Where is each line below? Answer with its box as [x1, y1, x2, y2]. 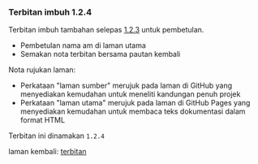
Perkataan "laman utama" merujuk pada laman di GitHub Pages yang [19, 98, 251, 108]
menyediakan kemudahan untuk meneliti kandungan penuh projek [19, 89, 241, 99]
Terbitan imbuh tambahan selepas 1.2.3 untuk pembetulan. [8, 25, 204, 35]
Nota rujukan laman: [8, 65, 76, 75]
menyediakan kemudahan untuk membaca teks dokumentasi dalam [19, 106, 246, 116]
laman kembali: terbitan [8, 147, 87, 157]
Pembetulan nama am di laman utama [19, 41, 146, 50]
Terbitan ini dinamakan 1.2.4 [8, 131, 105, 140]
